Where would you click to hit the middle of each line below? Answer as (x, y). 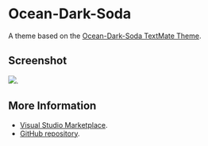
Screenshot (38, 61)
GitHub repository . (50, 133)
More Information (52, 106)
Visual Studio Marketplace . (64, 125)
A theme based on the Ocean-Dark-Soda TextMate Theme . (105, 36)
